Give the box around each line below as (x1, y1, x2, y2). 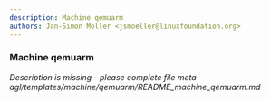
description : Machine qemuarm (9, 13, 124, 23)
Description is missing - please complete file (9, 71, 176, 82)
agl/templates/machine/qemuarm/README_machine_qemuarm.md (9, 81, 261, 92)
